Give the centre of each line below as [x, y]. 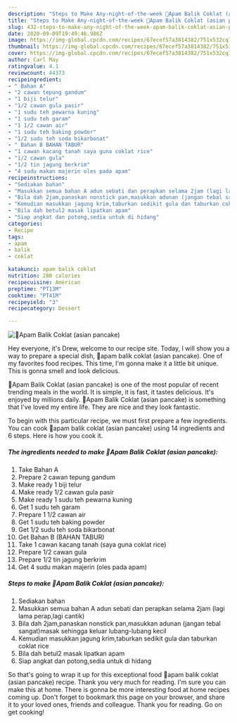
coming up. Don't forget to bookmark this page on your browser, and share [117, 697]
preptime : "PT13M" [35, 289]
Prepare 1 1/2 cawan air [52, 515]
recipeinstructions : [38, 178]
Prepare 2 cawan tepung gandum [66, 478]
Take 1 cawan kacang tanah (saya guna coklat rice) [92, 545]
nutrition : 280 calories [44, 276]
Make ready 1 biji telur [50, 485]
